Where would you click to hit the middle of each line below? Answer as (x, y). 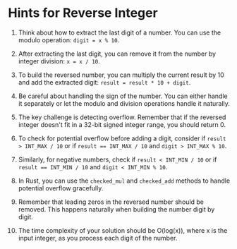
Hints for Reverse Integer (83, 13)
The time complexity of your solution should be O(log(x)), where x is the (123, 230)
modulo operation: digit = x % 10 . (69, 40)
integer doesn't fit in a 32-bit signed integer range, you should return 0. (122, 124)
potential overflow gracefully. (61, 188)
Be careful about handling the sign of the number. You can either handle (123, 96)
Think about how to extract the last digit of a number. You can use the (120, 32)
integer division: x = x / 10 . (59, 61)
